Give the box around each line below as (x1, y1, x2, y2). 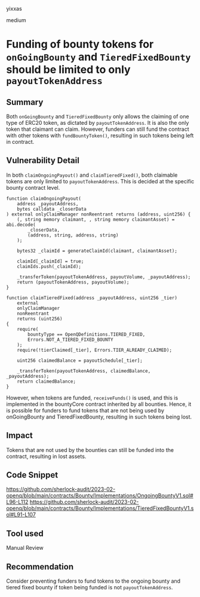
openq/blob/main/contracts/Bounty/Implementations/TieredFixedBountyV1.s (6, 504, 194, 512)
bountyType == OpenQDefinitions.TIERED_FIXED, (27, 331, 146, 337)
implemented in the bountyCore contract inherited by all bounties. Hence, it (6, 400, 192, 408)
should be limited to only (6, 63, 131, 76)
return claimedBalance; (17, 378, 76, 384)
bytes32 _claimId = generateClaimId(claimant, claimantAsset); (17, 248, 178, 254)
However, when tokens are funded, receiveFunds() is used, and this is (6, 394, 179, 401)
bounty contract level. (6, 184, 60, 191)
